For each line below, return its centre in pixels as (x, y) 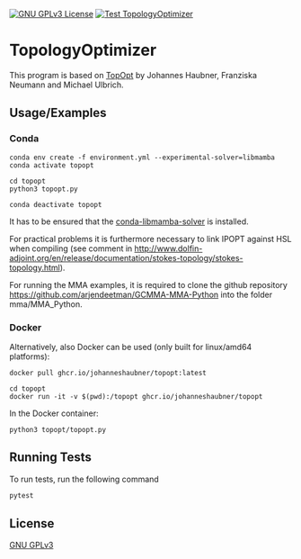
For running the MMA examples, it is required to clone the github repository (148, 284)
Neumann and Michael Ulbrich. (66, 85)
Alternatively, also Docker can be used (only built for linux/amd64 (131, 347)
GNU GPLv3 (31, 545)
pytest (22, 495)
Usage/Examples (58, 113)
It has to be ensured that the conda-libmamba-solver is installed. (129, 221)
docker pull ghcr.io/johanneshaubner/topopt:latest (108, 373)
